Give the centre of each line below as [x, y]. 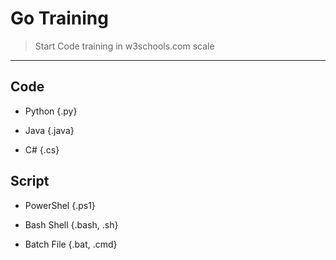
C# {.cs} [42, 149]
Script [30, 181]
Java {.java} [49, 130]
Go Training [59, 18]
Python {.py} [51, 111]
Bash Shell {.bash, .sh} [71, 224]
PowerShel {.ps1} [60, 205]
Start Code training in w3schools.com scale [124, 46]
